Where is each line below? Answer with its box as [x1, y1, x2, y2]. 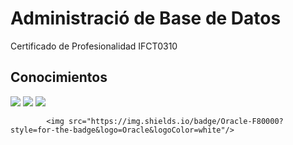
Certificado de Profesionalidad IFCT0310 [10, 40, 178, 52]
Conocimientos [10, 69, 108, 86]
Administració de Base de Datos [10, 7, 282, 30]
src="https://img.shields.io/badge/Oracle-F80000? [68, 116, 284, 126]
